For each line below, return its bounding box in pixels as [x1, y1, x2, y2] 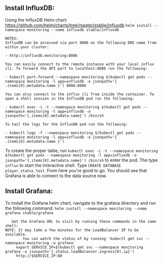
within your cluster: [5, 44, 49, 50]
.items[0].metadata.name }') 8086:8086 [5, 83, 87, 88]
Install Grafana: [5, 187, 53, 195]
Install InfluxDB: [5, 4, 55, 12]
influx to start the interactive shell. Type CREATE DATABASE [5, 162, 121, 168]
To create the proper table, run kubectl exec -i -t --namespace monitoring [5, 147, 158, 154]
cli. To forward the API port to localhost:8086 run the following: [5, 66, 148, 71]
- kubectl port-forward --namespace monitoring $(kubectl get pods [5, 75, 146, 79]
